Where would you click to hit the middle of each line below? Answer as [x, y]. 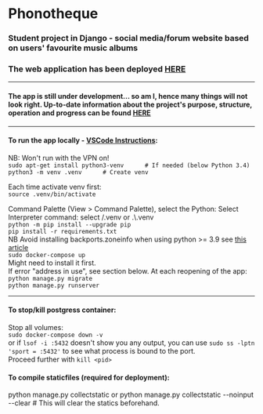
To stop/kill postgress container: [62, 310]
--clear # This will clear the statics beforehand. [84, 403]
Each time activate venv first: [55, 187]
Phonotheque [53, 14]
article [18, 247]
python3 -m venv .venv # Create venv [78, 172]
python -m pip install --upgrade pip [70, 224]
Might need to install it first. [52, 263]
